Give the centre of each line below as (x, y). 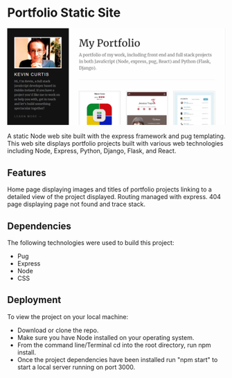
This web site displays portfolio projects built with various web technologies (115, 144)
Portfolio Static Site (64, 13)
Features (27, 172)
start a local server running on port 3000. (76, 367)
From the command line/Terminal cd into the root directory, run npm (114, 345)
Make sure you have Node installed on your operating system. (106, 337)
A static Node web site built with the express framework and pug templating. (116, 136)
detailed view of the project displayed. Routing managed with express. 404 (114, 197)
